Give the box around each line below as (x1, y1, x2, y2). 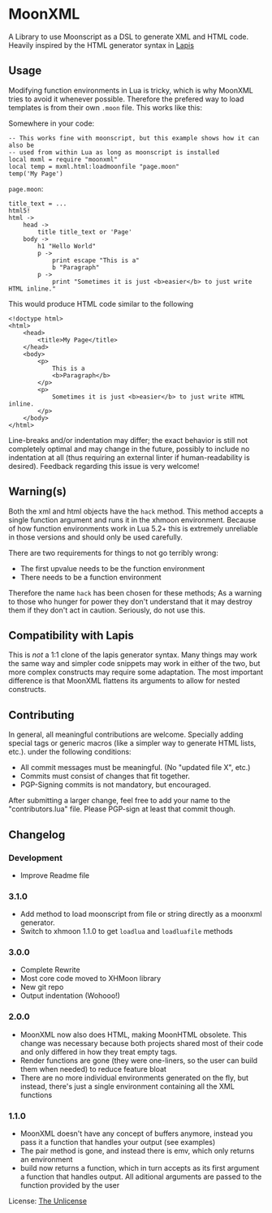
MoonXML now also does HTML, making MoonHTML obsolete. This (19, 1030, 248, 1039)
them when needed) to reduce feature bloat (19, 1064, 166, 1073)
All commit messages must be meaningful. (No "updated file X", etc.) (19, 763, 251, 772)
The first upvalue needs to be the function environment (19, 563, 205, 573)
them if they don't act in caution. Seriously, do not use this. (8, 605, 205, 615)
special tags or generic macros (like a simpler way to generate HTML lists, (8, 738, 257, 748)
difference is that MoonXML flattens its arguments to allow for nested (8, 676, 240, 686)
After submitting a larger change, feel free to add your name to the (8, 796, 231, 806)
